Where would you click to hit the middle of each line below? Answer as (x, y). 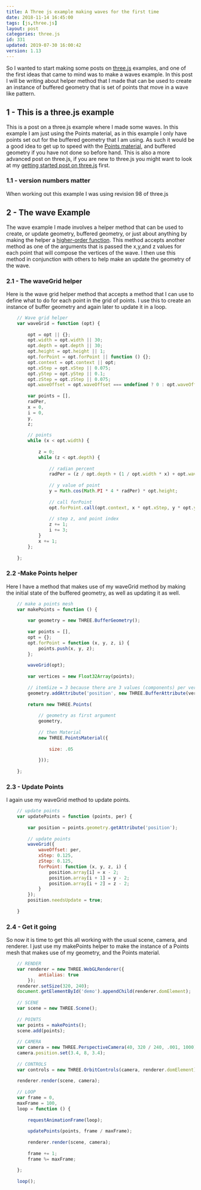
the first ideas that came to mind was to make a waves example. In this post (100, 74)
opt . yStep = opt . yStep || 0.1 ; (67, 374)
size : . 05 (61, 749)
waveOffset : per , (60, 850)
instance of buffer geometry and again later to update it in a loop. (86, 306)
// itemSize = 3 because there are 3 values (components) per (107, 688)
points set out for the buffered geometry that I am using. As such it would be (100, 139)
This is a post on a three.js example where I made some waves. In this (92, 127)
